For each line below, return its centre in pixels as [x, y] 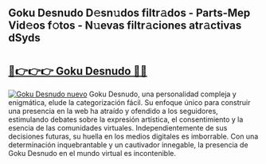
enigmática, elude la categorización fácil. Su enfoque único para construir [129, 102]
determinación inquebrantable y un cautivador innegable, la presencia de [128, 145]
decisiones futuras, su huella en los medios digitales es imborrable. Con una [133, 136]
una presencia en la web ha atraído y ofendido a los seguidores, [113, 111]
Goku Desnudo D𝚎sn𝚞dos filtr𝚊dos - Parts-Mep [129, 13]
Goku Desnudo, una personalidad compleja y [162, 94]
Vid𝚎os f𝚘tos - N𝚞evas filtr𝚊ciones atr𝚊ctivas [125, 26]
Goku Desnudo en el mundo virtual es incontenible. [92, 153]
